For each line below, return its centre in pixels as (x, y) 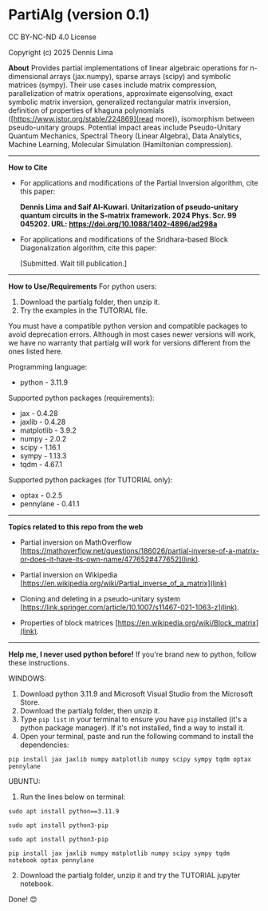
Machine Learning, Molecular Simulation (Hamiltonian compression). (121, 144)
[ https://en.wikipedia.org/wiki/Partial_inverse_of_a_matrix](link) (123, 583)
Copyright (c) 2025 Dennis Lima (61, 52)
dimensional (28, 76)
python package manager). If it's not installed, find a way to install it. (132, 727)
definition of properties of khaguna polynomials (87, 110)
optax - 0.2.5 (41, 495)
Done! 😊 (23, 899)
